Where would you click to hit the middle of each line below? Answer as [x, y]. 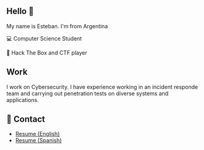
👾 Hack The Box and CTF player [47, 52]
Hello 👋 [20, 11]
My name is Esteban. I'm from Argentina [57, 26]
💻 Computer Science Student [44, 38]
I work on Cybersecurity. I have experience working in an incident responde [102, 87]
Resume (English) [37, 134]
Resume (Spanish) [38, 140]
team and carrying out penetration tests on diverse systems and [88, 93]
